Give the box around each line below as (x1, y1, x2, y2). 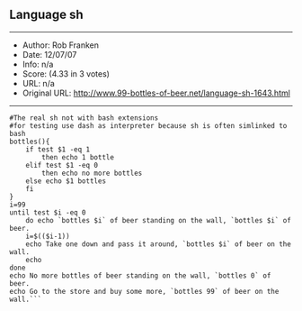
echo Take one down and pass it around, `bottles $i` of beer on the (25, 239, 292, 249)
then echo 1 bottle (41, 152, 115, 161)
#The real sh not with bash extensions (9, 113, 159, 123)
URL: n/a (22, 78, 56, 88)
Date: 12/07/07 (22, 49, 77, 59)
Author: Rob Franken (22, 40, 99, 50)
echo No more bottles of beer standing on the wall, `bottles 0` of (9, 270, 271, 280)
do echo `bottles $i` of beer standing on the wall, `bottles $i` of (25, 215, 292, 224)
